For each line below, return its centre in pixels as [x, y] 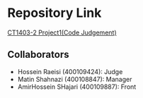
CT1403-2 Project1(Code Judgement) [62, 32]
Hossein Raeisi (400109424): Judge [70, 71]
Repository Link [55, 13]
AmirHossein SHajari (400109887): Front [77, 87]
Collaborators [38, 55]
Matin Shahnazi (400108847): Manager [75, 79]
